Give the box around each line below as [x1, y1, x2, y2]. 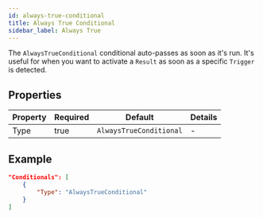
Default [126, 112, 154, 123]
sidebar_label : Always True [8, 26, 102, 34]
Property [12, 112, 47, 123]
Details [190, 112, 218, 123]
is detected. [8, 65, 48, 75]
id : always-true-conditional [8, 11, 105, 20]
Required [54, 112, 90, 123]
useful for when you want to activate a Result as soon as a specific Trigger [8, 56, 255, 66]
